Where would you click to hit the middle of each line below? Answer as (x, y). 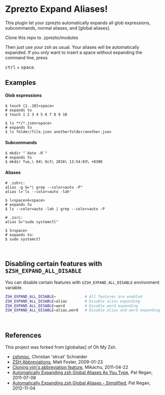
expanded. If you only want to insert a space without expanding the (74, 52)
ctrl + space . (20, 67)
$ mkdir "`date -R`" (26, 153)
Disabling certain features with (54, 264)
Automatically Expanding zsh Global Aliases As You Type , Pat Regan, (82, 373)
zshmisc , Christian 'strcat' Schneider (50, 357)
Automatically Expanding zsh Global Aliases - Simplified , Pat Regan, (81, 383)
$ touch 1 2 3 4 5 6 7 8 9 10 (36, 115)
